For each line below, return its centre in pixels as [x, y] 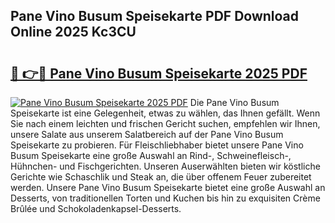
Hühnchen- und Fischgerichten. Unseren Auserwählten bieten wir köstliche [165, 166]
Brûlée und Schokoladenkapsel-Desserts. [96, 208]
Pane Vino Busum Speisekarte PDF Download [155, 16]
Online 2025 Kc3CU [73, 32]
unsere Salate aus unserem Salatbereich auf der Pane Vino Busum [147, 134]
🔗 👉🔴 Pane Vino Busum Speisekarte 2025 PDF [159, 73]
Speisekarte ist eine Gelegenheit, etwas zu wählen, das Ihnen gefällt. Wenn [165, 113]
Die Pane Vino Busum [234, 102]
